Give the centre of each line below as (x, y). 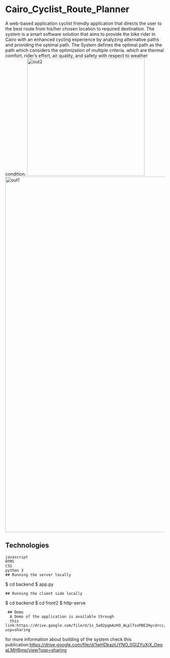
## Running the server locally (38, 575)
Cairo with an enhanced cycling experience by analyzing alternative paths (82, 39)
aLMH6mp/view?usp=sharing (36, 650)
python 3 (14, 570)
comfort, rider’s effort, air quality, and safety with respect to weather (77, 55)
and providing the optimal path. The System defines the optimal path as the (84, 45)
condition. (16, 174)
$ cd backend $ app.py (30, 584)
